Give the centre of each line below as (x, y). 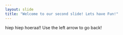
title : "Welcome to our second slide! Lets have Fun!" (62, 14)
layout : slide (19, 9)
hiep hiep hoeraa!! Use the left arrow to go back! (53, 27)
